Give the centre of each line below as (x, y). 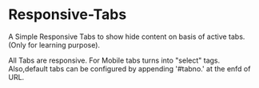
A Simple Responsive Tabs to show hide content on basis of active (118, 36)
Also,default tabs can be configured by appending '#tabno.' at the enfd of (129, 68)
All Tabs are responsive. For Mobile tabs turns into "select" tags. (114, 60)
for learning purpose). (64, 44)
